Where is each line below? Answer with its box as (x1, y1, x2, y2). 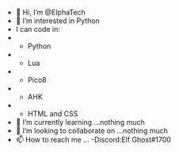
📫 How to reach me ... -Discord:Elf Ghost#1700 (15, 135, 172, 144)
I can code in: (15, 25, 61, 33)
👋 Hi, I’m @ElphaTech (15, 8, 86, 17)
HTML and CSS (27, 109, 78, 119)
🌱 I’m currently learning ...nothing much (15, 118, 145, 127)
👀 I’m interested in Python (15, 16, 101, 25)
